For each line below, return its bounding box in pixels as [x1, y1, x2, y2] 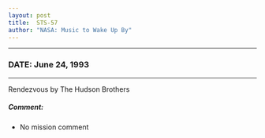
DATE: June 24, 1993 [8, 60, 89, 71]
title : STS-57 [8, 19, 58, 27]
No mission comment [19, 122, 89, 132]
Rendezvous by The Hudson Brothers [8, 84, 130, 94]
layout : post [8, 11, 51, 20]
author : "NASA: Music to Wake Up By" [8, 26, 132, 34]
